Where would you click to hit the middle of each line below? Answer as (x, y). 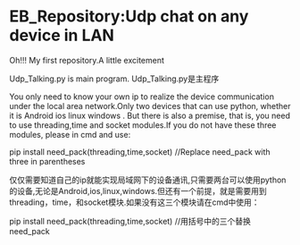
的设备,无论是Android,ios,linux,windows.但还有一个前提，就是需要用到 (138, 190)
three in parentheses (47, 161)
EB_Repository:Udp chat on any (129, 17)
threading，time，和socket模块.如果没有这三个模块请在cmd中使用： (135, 202)
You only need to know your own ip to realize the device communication (142, 97)
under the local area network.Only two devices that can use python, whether (150, 106)
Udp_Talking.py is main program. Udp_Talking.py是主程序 (114, 79)
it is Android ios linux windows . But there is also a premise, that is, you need (150, 115)
